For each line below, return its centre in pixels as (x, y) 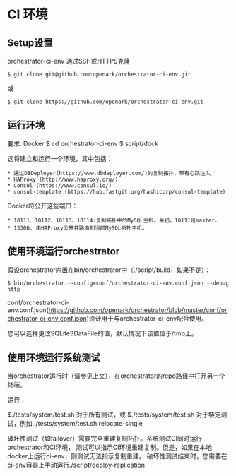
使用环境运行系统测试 (54, 358)
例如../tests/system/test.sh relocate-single (81, 424)
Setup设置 (30, 43)
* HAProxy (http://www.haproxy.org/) (63, 179)
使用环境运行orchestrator (64, 251)
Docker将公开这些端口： (43, 206)
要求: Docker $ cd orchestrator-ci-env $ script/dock (83, 143)
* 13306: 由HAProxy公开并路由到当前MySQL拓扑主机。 (77, 228)
